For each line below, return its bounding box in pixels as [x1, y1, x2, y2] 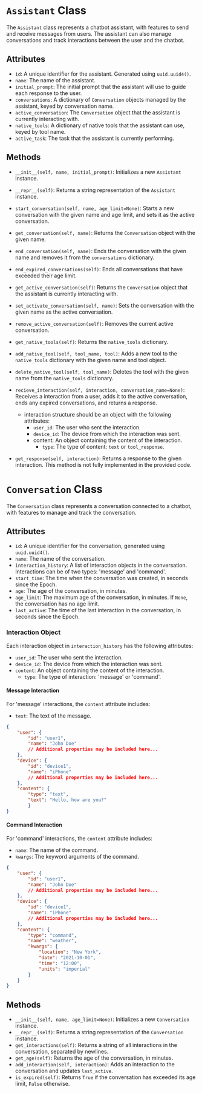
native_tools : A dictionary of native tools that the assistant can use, [15, 122, 185, 129]
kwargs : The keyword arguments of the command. [15, 853, 139, 860]
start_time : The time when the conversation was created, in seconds [15, 575, 189, 582]
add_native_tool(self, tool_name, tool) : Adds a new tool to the [15, 349, 177, 357]
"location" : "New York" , [38, 949, 102, 956]
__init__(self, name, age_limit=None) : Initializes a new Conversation [15, 1015, 189, 1023]
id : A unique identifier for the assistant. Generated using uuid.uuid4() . [15, 70, 192, 78]
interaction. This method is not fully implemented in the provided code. [15, 461, 192, 468]
